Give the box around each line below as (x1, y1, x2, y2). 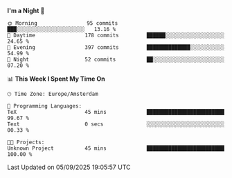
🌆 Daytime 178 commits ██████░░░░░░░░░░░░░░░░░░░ (7, 32, 225, 39)
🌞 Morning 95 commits (7, 20, 118, 27)
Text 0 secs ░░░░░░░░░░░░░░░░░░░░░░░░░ (7, 121, 225, 128)
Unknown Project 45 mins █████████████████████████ (7, 145, 225, 152)
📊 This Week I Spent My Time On (7, 75, 105, 83)
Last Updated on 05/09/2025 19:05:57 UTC (7, 163, 131, 171)
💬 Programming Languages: (7, 103, 82, 110)
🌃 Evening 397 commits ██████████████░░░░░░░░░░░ (7, 44, 225, 51)
